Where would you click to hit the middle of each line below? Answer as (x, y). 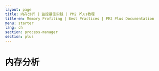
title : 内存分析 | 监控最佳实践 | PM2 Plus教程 (50, 14)
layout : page (18, 9)
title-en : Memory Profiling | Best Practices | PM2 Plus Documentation (79, 18)
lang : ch (14, 28)
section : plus (20, 37)
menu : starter (20, 23)
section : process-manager (31, 32)
